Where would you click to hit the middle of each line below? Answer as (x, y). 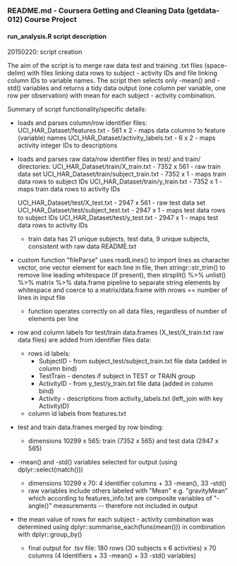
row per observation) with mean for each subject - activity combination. (112, 96)
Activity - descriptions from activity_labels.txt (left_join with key (131, 399)
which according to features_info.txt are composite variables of (120, 498)
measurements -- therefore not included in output (126, 506)
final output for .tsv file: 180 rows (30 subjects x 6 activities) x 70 (122, 548)
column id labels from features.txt (77, 414)
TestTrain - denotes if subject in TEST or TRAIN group (117, 376)
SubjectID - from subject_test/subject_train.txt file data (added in (133, 361)
